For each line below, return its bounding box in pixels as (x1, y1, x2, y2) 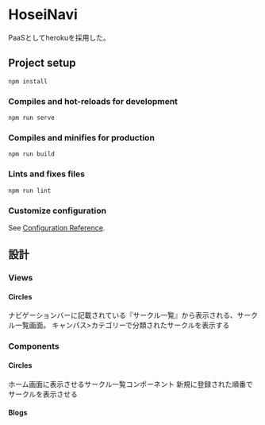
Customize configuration (8, 205, 107, 216)
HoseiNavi (8, 6, 78, 24)
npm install (8, 77, 48, 85)
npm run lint (8, 187, 52, 195)
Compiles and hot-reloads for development (8, 95, 179, 106)
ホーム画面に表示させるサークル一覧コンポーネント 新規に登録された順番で (8, 379, 254, 388)
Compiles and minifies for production (8, 132, 155, 143)
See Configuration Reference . (8, 222, 106, 232)
